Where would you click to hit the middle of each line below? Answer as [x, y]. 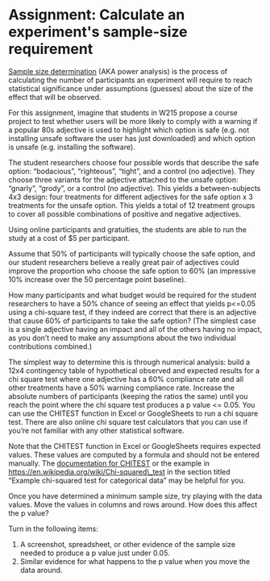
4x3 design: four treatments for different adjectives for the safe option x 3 [131, 197]
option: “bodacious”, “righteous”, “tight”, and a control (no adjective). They [132, 171]
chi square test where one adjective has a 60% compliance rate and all [126, 379]
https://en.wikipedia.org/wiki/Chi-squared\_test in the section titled [120, 471]
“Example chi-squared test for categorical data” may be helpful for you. [127, 480]
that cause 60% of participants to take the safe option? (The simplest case [132, 321]
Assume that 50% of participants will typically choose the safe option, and [132, 253]
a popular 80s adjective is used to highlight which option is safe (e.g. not [129, 130]
